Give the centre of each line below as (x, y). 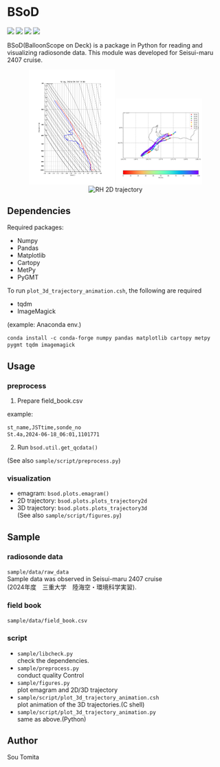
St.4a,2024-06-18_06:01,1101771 (53, 434)
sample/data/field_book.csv (47, 621)
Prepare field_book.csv (50, 401)
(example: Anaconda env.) (44, 325)
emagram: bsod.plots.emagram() (63, 494)
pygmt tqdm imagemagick (41, 345)
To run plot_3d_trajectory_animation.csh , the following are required (104, 291)
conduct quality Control (51, 675)
